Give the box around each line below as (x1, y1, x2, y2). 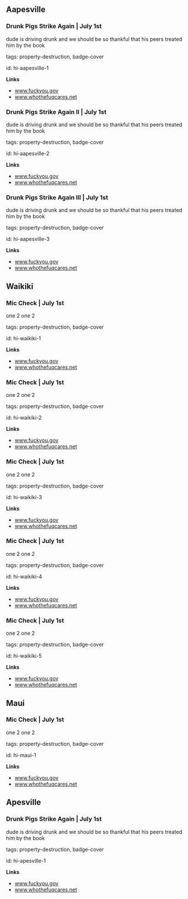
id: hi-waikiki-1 (6, 334, 41, 341)
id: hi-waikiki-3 (6, 493, 42, 500)
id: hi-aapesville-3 (6, 236, 50, 243)
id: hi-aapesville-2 (6, 150, 50, 157)
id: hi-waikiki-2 (6, 414, 42, 421)
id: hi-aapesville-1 (6, 64, 49, 71)
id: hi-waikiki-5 (6, 652, 42, 659)
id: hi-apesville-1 (6, 857, 46, 864)
